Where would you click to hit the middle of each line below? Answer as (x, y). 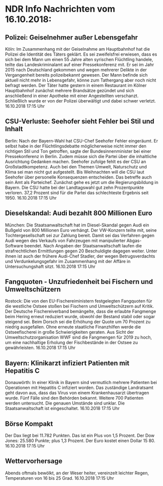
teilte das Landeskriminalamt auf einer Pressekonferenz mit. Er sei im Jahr (80, 65)
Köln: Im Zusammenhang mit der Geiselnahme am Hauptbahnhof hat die (78, 49)
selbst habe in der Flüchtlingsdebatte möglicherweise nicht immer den (76, 146)
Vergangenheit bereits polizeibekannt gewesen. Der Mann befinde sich (76, 75)
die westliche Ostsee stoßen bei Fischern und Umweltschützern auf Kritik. (80, 306)
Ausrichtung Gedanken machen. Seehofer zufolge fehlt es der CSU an (76, 162)
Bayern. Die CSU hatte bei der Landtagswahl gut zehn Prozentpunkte (74, 187)
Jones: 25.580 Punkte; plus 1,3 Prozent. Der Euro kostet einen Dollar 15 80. (80, 441)
